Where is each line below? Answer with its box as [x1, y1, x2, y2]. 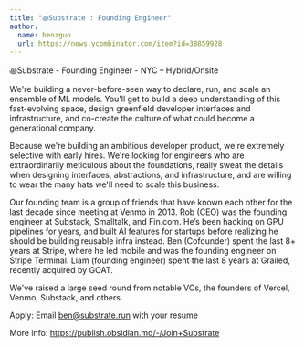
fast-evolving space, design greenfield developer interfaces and [9, 103, 251, 114]
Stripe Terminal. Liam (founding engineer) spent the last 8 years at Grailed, [9, 255, 290, 266]
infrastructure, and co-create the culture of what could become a [9, 113, 256, 124]
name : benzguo [17, 30, 71, 39]
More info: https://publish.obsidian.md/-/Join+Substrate [9, 328, 220, 339]
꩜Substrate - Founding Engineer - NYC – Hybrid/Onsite [9, 65, 219, 76]
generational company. [9, 122, 96, 133]
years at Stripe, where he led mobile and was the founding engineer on [9, 246, 277, 257]
